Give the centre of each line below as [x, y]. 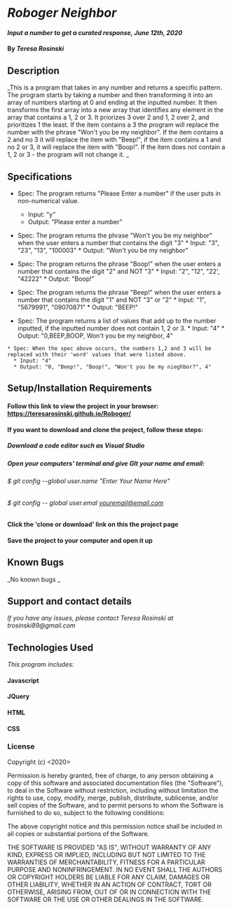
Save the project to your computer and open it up [80, 540]
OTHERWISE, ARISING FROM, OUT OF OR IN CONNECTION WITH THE [109, 891]
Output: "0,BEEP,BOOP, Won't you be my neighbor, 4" [95, 335]
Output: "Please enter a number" [75, 222]
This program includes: [41, 665]
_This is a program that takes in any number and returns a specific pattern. [115, 88]
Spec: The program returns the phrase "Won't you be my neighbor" [115, 235]
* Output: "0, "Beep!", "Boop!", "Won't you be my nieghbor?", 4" [112, 367]
